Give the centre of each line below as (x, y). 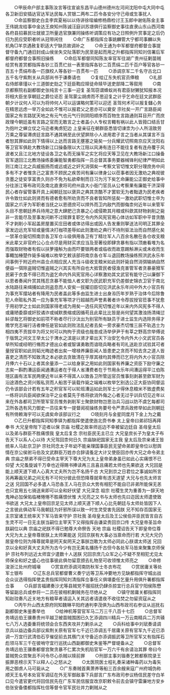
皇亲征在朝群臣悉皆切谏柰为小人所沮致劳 (119, 128)
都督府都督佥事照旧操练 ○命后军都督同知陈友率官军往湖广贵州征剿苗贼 (83, 58)
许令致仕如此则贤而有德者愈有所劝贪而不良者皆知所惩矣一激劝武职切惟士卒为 (85, 198)
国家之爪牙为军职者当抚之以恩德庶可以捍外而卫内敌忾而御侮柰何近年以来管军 (85, 204)
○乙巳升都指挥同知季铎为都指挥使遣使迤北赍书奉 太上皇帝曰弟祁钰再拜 (88, 420)
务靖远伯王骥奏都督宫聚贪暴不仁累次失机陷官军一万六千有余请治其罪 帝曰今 (83, 649)
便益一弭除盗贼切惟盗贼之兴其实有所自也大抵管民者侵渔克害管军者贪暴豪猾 (83, 268)
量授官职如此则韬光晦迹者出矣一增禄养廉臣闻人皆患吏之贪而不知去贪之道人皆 (85, 351)
